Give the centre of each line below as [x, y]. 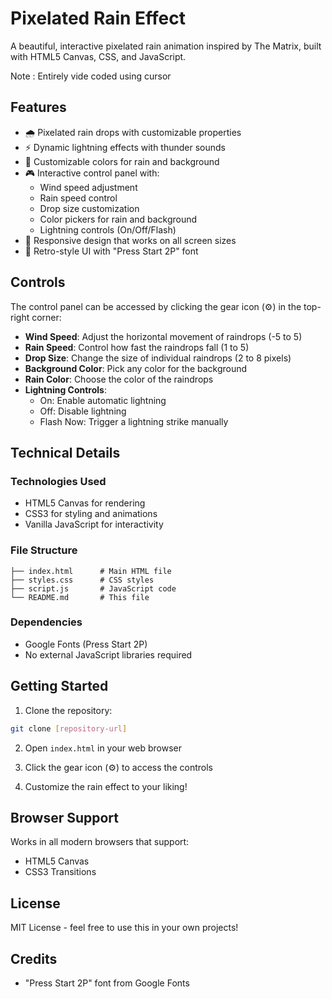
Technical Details [65, 452]
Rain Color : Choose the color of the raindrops [119, 379]
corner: [46, 317]
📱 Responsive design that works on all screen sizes [130, 240]
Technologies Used [58, 481]
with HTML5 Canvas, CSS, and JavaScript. [98, 56]
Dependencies [46, 622]
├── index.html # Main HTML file [91, 571]
